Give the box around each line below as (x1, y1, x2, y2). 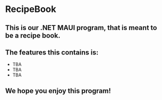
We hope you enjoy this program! (5, 86, 111, 95)
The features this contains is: (5, 48, 99, 56)
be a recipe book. (5, 31, 61, 39)
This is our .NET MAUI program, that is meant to (5, 23, 157, 32)
